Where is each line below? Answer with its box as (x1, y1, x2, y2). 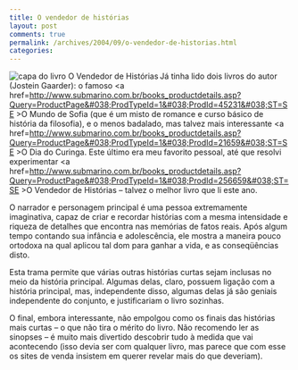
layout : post (9, 21, 58, 30)
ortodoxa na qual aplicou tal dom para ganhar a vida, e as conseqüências (9, 240, 279, 251)
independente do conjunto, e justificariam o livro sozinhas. (9, 296, 225, 307)
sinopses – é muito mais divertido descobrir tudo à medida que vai (9, 332, 253, 342)
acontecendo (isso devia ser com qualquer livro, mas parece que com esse (9, 341, 286, 352)
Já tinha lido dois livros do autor (160, 71, 278, 81)
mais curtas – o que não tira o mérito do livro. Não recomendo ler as (9, 323, 260, 333)
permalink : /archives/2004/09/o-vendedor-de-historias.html (9, 38, 238, 47)
